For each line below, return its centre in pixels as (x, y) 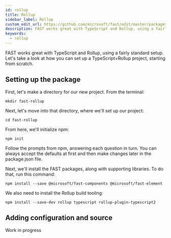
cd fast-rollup (21, 120)
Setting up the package (43, 80)
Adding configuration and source (59, 218)
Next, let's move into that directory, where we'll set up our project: (75, 110)
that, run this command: (30, 174)
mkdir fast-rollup (25, 101)
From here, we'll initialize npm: (37, 129)
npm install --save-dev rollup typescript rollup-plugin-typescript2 (81, 202)
